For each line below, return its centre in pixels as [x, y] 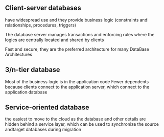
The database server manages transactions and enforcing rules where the [80, 34]
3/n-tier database [33, 70]
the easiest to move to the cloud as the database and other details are [75, 119]
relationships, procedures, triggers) [41, 25]
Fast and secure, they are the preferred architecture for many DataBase [77, 49]
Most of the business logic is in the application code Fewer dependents [77, 81]
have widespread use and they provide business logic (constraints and [76, 20]
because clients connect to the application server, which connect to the [77, 87]
